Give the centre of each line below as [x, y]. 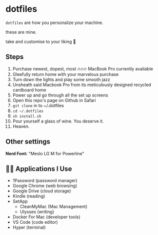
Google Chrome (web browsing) [45, 186]
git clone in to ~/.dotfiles [38, 105]
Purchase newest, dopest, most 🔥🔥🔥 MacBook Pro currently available [83, 69]
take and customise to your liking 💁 [41, 41]
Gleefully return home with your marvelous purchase [66, 74]
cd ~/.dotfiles [28, 111]
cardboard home [30, 90]
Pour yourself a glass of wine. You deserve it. [58, 121]
